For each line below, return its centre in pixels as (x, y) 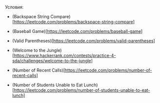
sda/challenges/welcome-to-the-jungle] (52, 61)
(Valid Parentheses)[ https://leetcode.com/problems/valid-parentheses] (83, 41)
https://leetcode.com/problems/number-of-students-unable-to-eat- (82, 90)
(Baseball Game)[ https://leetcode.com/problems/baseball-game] (77, 31)
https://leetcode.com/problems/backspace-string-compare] (74, 22)
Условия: (14, 7)
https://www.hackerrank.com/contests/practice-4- (65, 55)
